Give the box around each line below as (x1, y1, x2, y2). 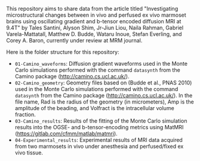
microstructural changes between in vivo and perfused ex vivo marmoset (6, 11, 186, 19)
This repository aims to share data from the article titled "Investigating (6, 5, 179, 12)
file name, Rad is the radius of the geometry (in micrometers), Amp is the (14, 98, 194, 105)
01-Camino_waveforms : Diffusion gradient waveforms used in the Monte (14, 60, 188, 67)
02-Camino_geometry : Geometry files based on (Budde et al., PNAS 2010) (14, 79, 192, 86)
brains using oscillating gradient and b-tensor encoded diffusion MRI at (6, 18, 181, 25)
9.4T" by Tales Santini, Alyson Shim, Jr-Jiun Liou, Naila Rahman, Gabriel (6, 24, 184, 31)
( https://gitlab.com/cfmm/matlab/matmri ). (14, 130, 118, 137)
